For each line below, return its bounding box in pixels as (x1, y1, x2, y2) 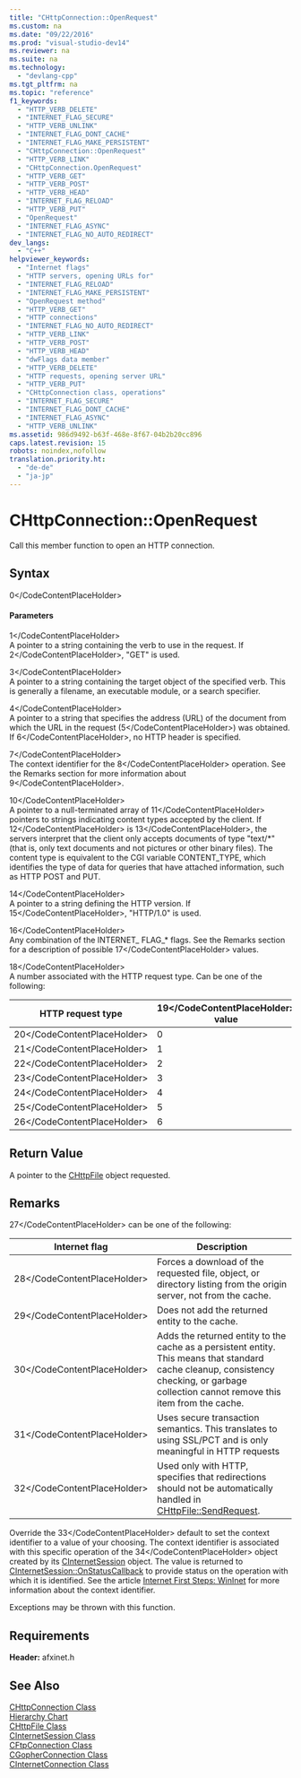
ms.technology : (9, 64, 66, 73)
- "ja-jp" (17, 472, 54, 481)
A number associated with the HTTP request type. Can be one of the (9, 970, 262, 982)
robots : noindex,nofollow (9, 447, 106, 455)
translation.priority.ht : (9, 455, 106, 464)
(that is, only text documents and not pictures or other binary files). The (9, 842, 273, 853)
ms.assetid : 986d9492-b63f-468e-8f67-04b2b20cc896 (9, 429, 202, 439)
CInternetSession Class (9, 1730, 96, 1740)
